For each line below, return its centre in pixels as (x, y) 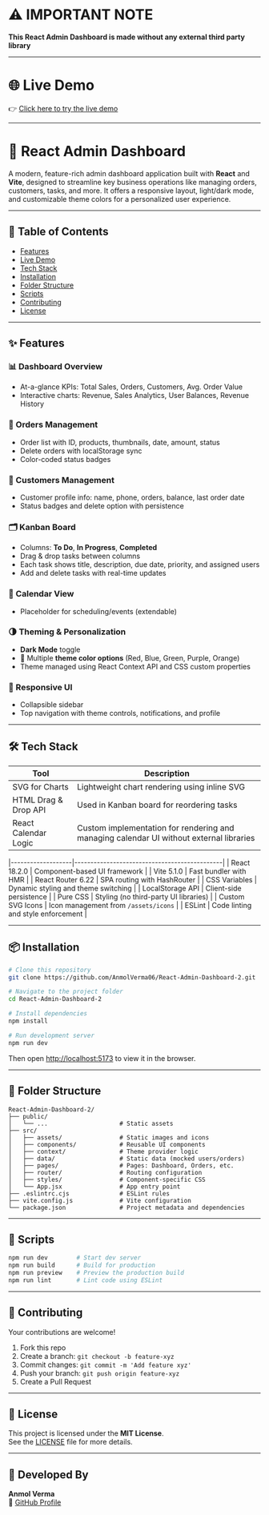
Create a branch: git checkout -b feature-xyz (97, 1356)
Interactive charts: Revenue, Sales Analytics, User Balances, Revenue (134, 396)
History (32, 404)
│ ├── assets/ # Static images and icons (109, 1137)
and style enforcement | (48, 914)
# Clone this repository (50, 970)
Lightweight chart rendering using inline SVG (161, 786)
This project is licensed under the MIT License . (86, 1433)
